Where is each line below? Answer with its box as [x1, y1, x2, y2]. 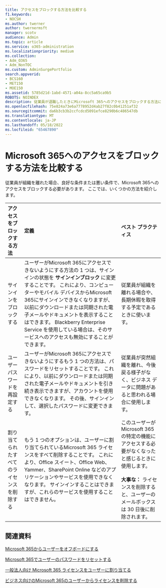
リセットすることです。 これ [48, 365, 115, 372]
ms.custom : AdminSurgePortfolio [5, 67, 72, 72]
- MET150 [5, 81, 23, 86]
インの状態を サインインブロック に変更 [24, 274, 116, 281]
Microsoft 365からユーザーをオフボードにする [5, 546, 99, 552]
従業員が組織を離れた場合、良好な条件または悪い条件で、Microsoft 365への [5, 179, 159, 186]
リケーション [24, 474, 54, 481]
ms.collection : [5, 53, 37, 59]
